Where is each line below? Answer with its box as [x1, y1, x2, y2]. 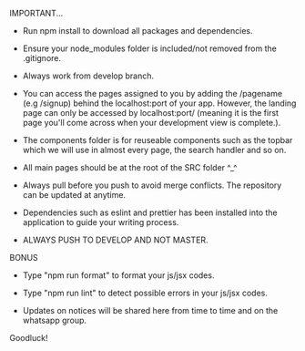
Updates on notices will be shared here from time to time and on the [22, 305, 279, 315]
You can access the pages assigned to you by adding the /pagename [22, 88, 283, 98]
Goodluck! [9, 333, 48, 343]
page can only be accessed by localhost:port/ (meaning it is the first [22, 108, 280, 118]
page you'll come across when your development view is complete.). [22, 118, 281, 128]
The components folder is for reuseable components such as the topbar [22, 135, 293, 145]
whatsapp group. [22, 315, 87, 325]
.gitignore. [22, 53, 62, 63]
